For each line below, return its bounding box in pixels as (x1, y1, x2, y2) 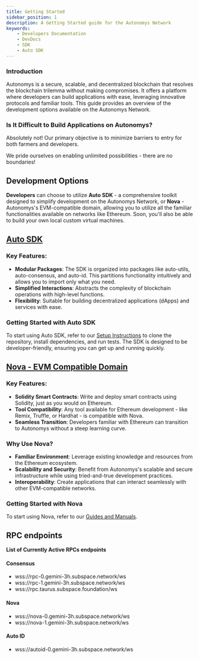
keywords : (6, 25, 31, 32)
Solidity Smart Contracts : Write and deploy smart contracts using (14, 393, 177, 400)
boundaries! (6, 158, 36, 165)
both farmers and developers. (6, 140, 79, 148)
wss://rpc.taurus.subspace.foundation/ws (14, 586, 118, 593)
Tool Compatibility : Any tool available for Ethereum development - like (14, 405, 188, 413)
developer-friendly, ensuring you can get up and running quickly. (6, 345, 165, 352)
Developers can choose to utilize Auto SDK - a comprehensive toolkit (6, 192, 177, 199)
